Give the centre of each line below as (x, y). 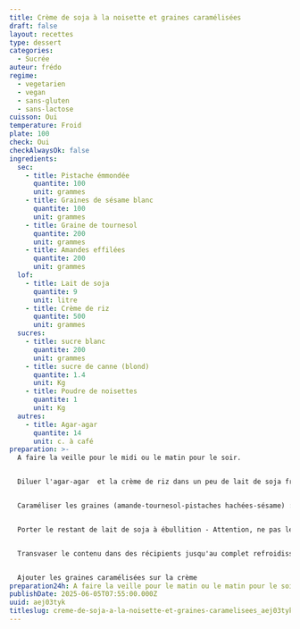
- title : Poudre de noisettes (82, 391)
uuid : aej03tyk (37, 603)
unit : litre (55, 300)
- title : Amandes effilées (75, 250)
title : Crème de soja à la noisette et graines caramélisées (125, 17)
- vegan (32, 92)
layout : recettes (42, 34)
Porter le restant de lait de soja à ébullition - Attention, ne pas (149, 529)
